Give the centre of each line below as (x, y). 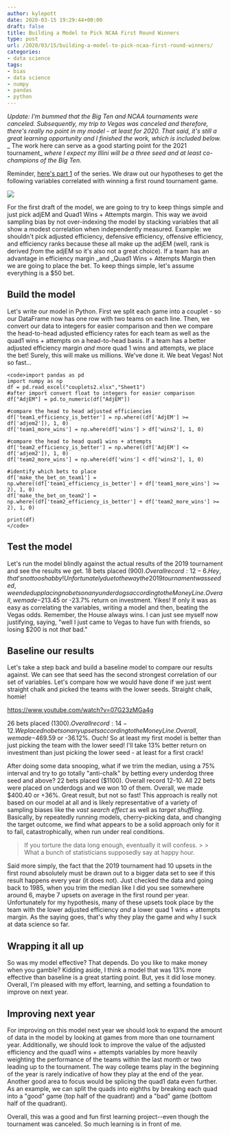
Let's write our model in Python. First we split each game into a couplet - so (114, 311)
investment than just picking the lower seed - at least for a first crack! (105, 753)
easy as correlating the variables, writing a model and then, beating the (108, 607)
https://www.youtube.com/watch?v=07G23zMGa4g (80, 710)
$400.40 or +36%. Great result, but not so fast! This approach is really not (112, 795)
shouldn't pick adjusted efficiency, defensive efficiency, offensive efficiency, (115, 236)
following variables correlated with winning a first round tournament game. (113, 181)
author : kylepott (32, 13)
